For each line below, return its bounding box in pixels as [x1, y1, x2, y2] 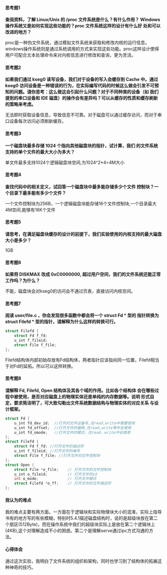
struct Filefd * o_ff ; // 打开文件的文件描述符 [14, 481, 111, 486]
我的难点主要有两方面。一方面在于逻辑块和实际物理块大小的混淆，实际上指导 [5, 509, 162, 515]
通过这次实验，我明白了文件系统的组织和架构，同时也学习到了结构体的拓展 [5, 558, 158, 564]
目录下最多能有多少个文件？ [9, 190, 66, 196]
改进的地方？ [5, 29, 31, 35]
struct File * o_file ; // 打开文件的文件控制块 [14, 467, 111, 472]
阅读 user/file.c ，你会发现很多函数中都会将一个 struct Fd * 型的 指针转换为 [5, 312, 159, 318]
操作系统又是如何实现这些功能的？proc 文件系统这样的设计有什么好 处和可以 [5, 23, 161, 29]
